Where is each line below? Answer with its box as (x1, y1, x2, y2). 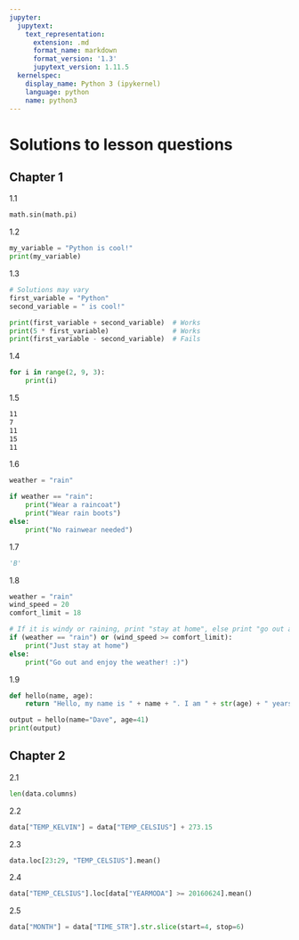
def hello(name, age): (9, 691, 93, 700)
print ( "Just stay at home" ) (25, 641, 129, 650)
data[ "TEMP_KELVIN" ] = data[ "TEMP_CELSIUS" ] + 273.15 (9, 822, 214, 831)
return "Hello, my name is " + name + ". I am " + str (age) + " (25, 699, 269, 708)
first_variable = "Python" (9, 293, 109, 303)
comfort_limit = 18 (9, 609, 82, 617)
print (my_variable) (9, 252, 82, 261)
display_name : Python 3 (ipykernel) (25, 79, 162, 88)
